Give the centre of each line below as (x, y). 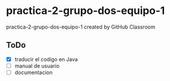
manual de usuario (37, 66)
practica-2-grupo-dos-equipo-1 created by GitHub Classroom (81, 27)
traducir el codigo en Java (46, 59)
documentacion (33, 72)
